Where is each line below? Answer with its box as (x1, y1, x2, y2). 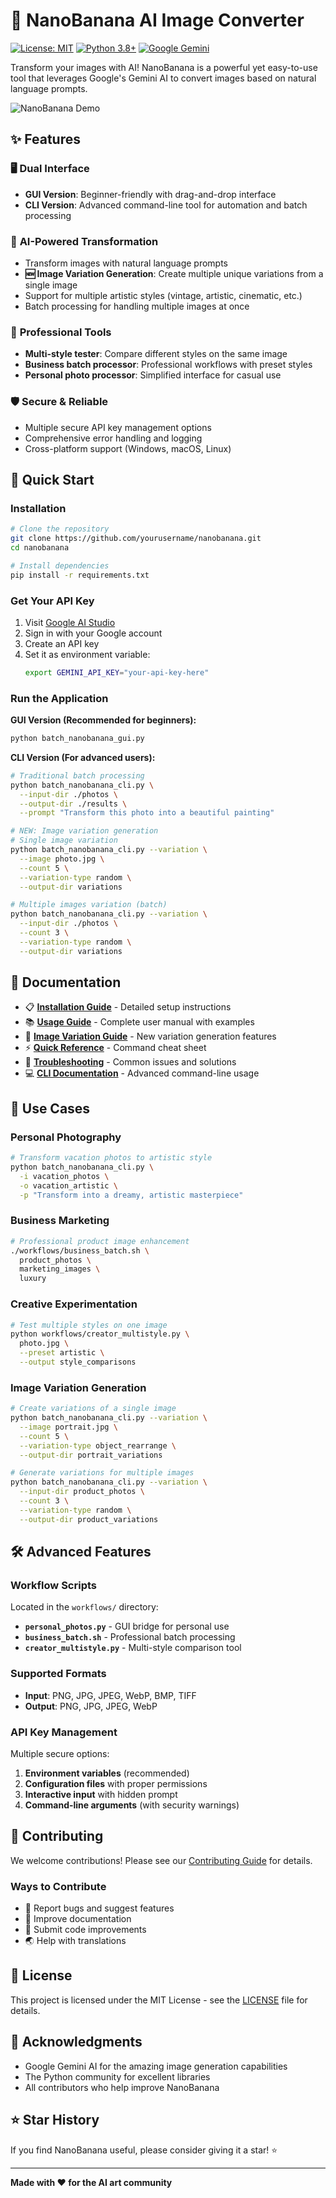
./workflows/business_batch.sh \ (10, 1245, 150, 1256)
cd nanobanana (10, 542, 70, 553)
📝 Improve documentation (24, 1913, 132, 1925)
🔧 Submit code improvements (24, 1924, 147, 1936)
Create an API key (24, 637, 100, 649)
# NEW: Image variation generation (10, 826, 159, 836)
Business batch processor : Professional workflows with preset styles (24, 359, 313, 371)
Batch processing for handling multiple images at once (24, 300, 250, 312)
